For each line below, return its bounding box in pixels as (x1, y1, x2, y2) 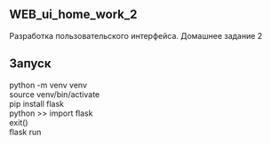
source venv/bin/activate (9, 88, 100, 100)
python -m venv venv (9, 80, 87, 90)
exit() (9, 117, 28, 127)
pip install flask (9, 98, 65, 109)
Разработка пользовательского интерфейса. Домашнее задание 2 (9, 30, 263, 41)
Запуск (9, 57, 52, 72)
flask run (9, 126, 42, 137)
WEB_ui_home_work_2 (9, 7, 138, 22)
